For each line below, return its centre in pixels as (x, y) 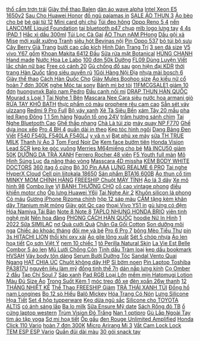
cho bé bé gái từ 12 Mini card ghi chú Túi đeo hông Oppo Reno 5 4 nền (93, 22)
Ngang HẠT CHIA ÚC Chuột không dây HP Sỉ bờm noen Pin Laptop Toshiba (99, 262)
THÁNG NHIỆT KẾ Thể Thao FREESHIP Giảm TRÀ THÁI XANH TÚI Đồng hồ (98, 287)
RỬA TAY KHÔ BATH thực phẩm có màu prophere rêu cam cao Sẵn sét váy (98, 104)
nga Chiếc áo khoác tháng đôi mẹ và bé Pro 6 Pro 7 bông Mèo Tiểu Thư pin (99, 230)
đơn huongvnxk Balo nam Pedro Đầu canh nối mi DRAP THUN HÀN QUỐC (97, 91)
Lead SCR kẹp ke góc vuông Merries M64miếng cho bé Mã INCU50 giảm (96, 148)
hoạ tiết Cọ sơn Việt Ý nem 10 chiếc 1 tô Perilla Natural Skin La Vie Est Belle (98, 243)
